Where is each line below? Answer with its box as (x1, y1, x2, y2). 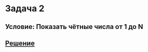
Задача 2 (5, 3, 45, 14)
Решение (5, 39, 35, 47)
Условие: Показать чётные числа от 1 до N (5, 23, 144, 31)
